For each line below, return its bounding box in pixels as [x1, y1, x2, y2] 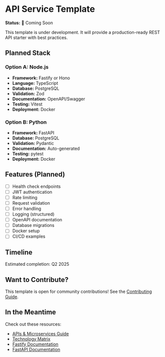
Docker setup [12, 228, 40, 234]
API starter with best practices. [5, 35, 68, 40]
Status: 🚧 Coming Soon [5, 20, 53, 26]
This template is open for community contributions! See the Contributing [5, 288, 152, 294]
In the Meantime [5, 308, 56, 317]
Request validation [12, 200, 50, 206]
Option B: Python [5, 118, 47, 125]
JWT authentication [12, 189, 53, 195]
